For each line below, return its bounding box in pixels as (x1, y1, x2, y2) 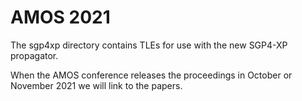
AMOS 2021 (10, 6, 111, 29)
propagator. (10, 49, 59, 61)
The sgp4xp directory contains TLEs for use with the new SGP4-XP (10, 39, 288, 51)
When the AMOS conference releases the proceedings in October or (10, 69, 293, 81)
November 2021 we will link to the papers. (10, 79, 183, 91)
